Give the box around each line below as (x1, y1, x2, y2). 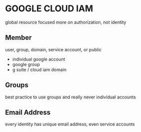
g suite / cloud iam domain (12, 66, 67, 72)
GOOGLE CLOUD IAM (5, 3, 94, 14)
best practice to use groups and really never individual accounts (5, 94, 136, 100)
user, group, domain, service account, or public (5, 46, 102, 52)
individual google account (12, 56, 65, 62)
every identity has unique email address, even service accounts (5, 121, 135, 127)
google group (12, 61, 41, 67)
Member (5, 33, 32, 42)
